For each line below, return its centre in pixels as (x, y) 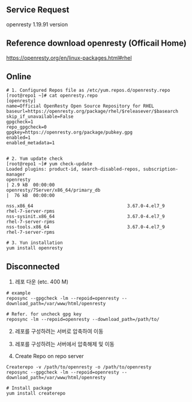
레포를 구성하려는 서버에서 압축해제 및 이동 (65, 344)
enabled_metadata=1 (31, 143)
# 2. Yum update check (34, 159)
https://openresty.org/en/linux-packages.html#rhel (69, 58)
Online (19, 77)
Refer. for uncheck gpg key (47, 314)
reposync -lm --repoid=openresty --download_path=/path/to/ (83, 320)
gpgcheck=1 (20, 122)
